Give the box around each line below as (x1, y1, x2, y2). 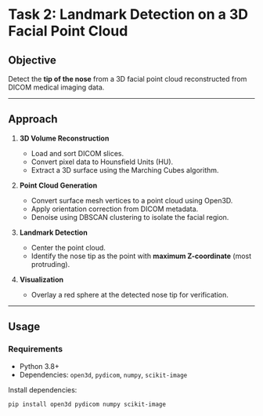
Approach (8, 112, 58, 126)
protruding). (31, 259, 70, 268)
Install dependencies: (8, 385, 77, 394)
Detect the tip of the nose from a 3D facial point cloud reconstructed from (8, 75, 247, 83)
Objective (8, 53, 57, 67)
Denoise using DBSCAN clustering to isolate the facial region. (31, 212, 229, 221)
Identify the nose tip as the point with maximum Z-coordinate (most (31, 251, 252, 261)
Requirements (8, 344, 63, 355)
